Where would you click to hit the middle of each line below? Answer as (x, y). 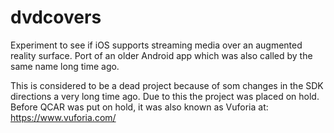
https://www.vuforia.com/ (63, 117)
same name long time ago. (65, 66)
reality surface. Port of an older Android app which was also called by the (161, 55)
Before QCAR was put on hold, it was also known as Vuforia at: (139, 107)
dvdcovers (56, 17)
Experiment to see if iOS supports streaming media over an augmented (156, 45)
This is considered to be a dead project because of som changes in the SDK (167, 85)
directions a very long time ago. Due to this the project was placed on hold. (165, 96)
